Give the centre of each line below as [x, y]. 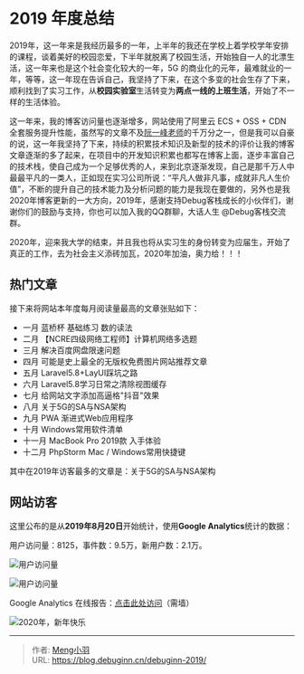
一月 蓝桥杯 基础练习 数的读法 [77, 328]
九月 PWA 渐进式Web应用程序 [78, 418]
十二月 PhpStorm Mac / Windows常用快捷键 [104, 451]
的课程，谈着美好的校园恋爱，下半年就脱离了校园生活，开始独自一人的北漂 [148, 56]
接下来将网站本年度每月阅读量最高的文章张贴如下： [104, 308]
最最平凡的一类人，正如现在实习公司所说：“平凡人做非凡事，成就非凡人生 [146, 177]
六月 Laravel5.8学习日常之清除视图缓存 [95, 384]
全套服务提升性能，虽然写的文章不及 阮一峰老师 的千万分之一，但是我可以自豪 [152, 132]
